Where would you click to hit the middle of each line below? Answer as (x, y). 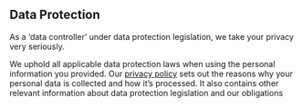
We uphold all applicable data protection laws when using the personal (142, 63)
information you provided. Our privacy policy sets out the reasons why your (151, 73)
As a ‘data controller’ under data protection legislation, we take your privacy (152, 36)
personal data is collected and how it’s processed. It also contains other (144, 83)
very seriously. (37, 46)
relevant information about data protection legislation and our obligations (146, 92)
